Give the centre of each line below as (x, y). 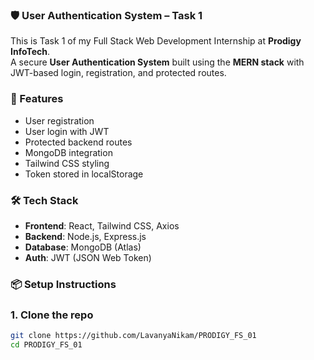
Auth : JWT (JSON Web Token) (88, 257)
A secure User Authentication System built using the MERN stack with (157, 62)
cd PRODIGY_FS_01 (46, 344)
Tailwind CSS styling (67, 163)
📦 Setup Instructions (63, 284)
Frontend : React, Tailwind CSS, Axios (102, 225)
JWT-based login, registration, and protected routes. (118, 73)
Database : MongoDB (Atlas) (83, 247)
